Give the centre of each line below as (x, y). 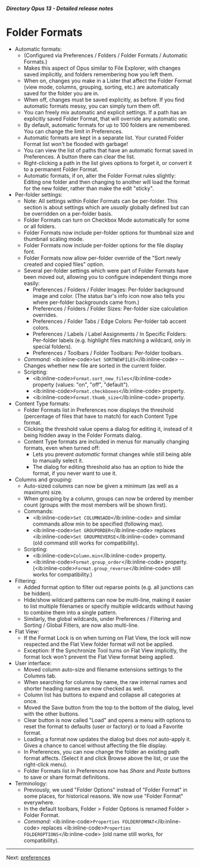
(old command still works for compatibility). (86, 543)
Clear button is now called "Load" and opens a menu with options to (107, 720)
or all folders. (40, 226)
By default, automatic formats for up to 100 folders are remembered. (107, 125)
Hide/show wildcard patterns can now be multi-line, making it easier (107, 599)
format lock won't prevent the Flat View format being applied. (99, 657)
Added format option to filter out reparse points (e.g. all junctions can (109, 587)
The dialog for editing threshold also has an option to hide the (108, 467)
